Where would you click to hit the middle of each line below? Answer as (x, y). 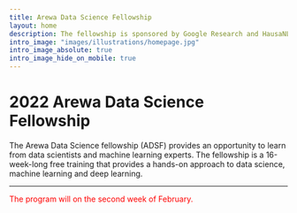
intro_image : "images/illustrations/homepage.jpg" (104, 42)
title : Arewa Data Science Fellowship (80, 17)
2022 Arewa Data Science (107, 102)
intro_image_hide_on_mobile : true (73, 58)
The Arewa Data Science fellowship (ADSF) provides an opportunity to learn (148, 145)
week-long (29, 164)
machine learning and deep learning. (76, 173)
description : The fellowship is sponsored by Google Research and (134, 34)
